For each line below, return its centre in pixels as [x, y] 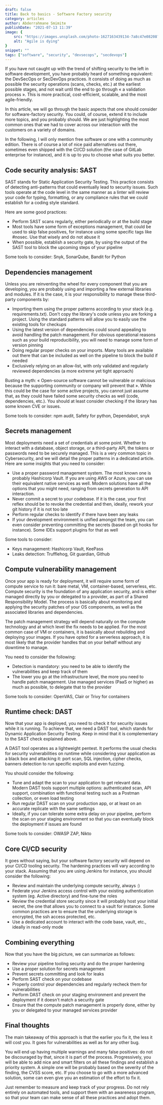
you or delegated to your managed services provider [65, 1010]
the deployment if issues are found [47, 824]
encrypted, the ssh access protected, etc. [54, 917]
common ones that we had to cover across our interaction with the [72, 125]
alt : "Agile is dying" [37, 41]
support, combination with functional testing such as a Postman [76, 793]
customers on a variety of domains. [41, 130]
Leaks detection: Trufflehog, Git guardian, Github [61, 554]
